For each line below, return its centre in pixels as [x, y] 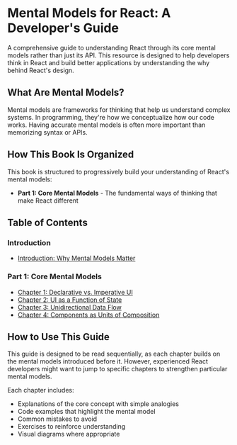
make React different [48, 201]
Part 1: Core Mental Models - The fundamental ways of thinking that [117, 193]
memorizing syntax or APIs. [47, 132]
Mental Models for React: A [89, 13]
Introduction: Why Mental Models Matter [76, 258]
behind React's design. [41, 70]
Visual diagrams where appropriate [69, 434]
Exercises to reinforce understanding [71, 427]
